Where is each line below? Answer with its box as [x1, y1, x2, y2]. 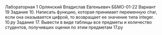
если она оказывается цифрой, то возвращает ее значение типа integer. [5, 14, 154, 20]
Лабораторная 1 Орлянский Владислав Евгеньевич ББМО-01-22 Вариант [5, 4, 156, 10]
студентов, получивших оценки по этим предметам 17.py [5, 24, 123, 30]
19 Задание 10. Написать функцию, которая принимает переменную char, [5, 9, 157, 15]
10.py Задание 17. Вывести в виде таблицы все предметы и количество [5, 19, 152, 25]
